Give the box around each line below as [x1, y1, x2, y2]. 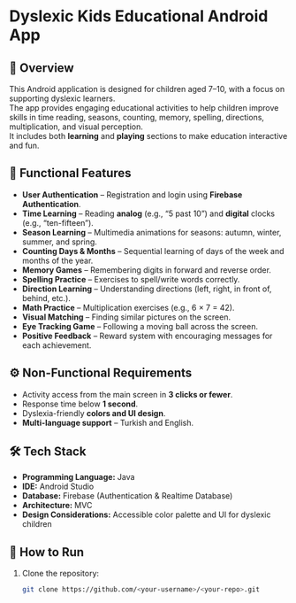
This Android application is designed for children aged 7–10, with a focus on [9, 84, 285, 94]
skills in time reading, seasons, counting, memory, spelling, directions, [9, 112, 265, 122]
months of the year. [21, 255, 94, 266]
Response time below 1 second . [21, 398, 139, 409]
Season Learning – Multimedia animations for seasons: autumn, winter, [21, 227, 282, 237]
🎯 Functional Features [9, 166, 132, 181]
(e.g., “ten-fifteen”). [21, 217, 95, 228]
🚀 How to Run [9, 545, 85, 560]
